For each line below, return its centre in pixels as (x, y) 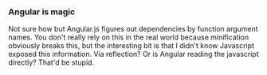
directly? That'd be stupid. (51, 62)
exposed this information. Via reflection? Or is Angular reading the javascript (133, 54)
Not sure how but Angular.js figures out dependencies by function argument (133, 29)
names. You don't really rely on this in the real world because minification (129, 37)
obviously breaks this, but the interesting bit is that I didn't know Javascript (132, 46)
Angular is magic (42, 12)
